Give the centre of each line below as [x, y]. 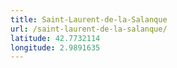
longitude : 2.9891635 [55, 47]
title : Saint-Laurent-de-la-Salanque [89, 19]
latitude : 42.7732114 [55, 38]
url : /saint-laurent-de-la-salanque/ [89, 29]
